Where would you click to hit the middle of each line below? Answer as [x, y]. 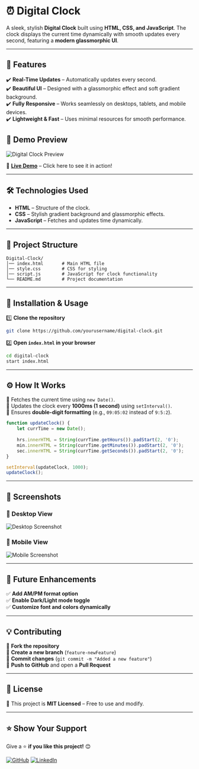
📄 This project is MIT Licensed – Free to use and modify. [75, 704]
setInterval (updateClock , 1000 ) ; [47, 467]
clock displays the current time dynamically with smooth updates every [93, 34]
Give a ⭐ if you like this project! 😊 [49, 746]
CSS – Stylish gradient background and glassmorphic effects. [90, 214]
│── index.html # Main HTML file [55, 264]
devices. [17, 112]
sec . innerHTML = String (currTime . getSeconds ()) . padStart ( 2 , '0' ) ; [100, 451]
